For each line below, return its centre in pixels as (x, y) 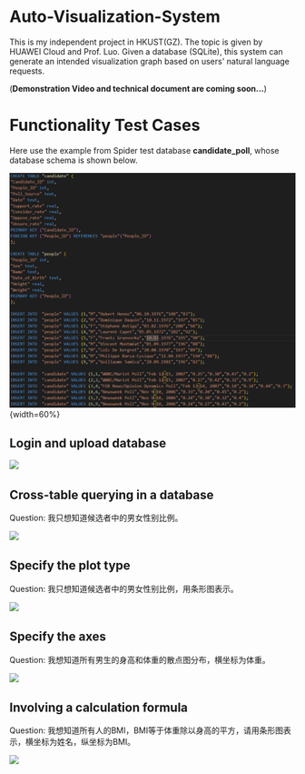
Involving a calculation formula (99, 707)
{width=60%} (35, 415)
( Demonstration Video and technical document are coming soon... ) (138, 88)
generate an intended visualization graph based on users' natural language (150, 61)
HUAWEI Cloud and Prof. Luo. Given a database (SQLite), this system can (146, 51)
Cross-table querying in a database (112, 494)
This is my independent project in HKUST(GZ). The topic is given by (136, 42)
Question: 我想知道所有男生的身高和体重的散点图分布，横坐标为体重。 (140, 659)
